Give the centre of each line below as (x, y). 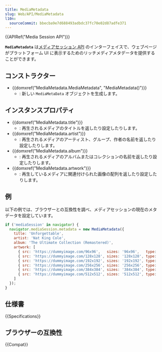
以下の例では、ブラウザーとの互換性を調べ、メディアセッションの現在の (77, 209)
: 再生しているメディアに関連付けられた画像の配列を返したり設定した (88, 174)
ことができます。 (22, 59)
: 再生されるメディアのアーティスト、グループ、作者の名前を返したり (88, 139)
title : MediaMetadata (27, 9)
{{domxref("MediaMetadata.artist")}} (49, 134)
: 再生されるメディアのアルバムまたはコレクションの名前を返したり (86, 156)
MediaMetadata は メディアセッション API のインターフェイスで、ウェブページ (81, 47)
